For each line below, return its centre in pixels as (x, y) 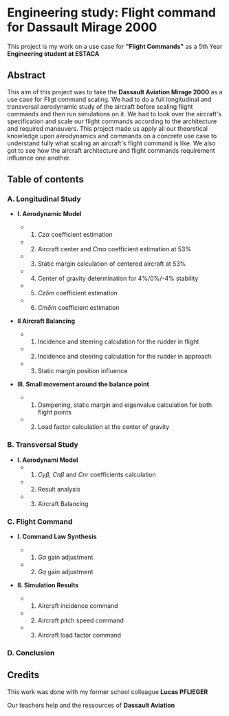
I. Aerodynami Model (47, 460)
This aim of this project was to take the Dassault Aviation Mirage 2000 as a (115, 92)
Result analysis (59, 489)
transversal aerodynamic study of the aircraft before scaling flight (100, 106)
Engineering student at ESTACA (53, 54)
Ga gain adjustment (65, 557)
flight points (55, 412)
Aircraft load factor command (79, 635)
